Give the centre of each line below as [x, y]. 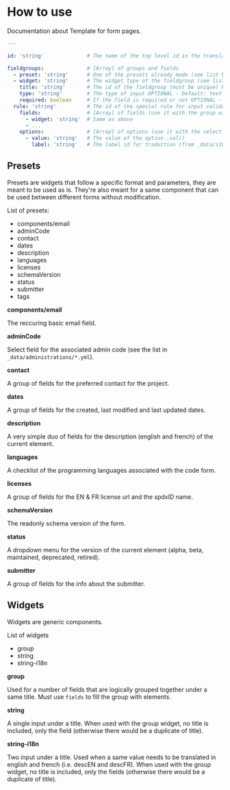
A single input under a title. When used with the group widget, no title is [108, 723]
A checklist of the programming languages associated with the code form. [112, 470]
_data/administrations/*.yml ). [51, 356]
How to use [40, 12]
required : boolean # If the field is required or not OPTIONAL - [121, 100]
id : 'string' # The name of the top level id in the [104, 55]
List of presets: [28, 210]
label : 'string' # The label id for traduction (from [113, 145]
